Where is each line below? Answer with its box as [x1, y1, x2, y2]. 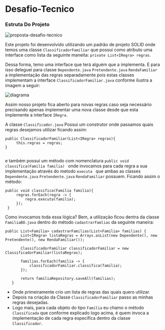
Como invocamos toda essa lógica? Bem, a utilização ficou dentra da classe [5, 214, 160, 220]
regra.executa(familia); [25, 197, 76, 202]
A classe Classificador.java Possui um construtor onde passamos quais [5, 121, 154, 127]
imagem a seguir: [5, 83, 40, 89]
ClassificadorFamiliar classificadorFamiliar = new [20, 246, 129, 251]
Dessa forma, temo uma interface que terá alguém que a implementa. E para [5, 61, 160, 67]
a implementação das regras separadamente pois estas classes [5, 72, 134, 78]
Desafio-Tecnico [5, 3, 75, 15]
